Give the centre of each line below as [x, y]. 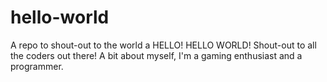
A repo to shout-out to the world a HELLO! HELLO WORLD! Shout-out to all [163, 45]
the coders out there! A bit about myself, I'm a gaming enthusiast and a [156, 55]
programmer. [37, 66]
